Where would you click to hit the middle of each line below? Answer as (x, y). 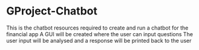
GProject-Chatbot (52, 11)
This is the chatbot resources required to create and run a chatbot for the (97, 28)
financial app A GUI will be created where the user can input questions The (100, 34)
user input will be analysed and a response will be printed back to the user (99, 40)
